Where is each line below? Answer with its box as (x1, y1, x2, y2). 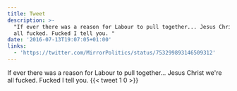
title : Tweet (7, 10, 46, 17)
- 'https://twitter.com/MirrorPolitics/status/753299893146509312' (13, 50, 217, 57)
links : (7, 43, 27, 50)
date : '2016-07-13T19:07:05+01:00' (7, 36, 112, 43)
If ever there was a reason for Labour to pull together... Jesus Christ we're (7, 68, 222, 77)
